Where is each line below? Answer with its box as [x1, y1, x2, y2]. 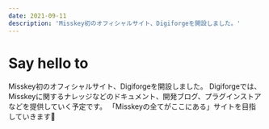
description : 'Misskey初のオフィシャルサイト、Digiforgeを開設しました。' [8, 19, 241, 27]
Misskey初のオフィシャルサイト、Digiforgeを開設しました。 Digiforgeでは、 [8, 81, 262, 91]
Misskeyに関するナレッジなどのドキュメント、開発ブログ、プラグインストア [8, 92, 262, 102]
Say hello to [8, 54, 89, 73]
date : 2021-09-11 [8, 11, 67, 20]
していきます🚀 [8, 112, 56, 122]
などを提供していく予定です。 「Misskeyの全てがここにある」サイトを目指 [8, 102, 257, 111]
